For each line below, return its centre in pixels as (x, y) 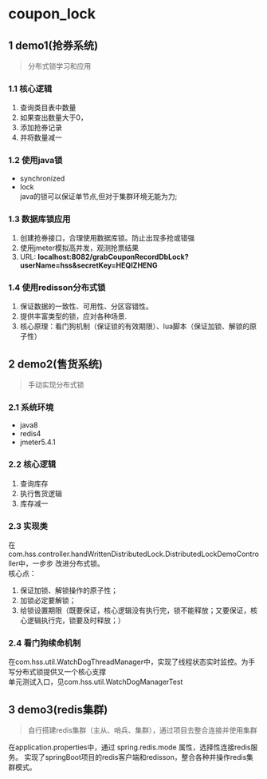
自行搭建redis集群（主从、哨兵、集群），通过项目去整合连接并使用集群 (142, 730)
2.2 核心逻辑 (32, 464)
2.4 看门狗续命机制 (45, 642)
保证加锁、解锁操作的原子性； (69, 590)
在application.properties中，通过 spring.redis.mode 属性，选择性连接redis (130, 747)
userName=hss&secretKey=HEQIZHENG (88, 265)
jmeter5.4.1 (37, 442)
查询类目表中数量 (48, 108)
